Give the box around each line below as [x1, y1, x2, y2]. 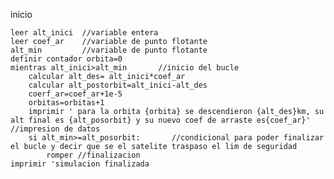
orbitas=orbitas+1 [28, 98, 105, 108]
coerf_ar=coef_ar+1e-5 [28, 89, 123, 99]
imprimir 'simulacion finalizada [10, 159, 150, 169]
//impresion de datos [10, 124, 101, 134]
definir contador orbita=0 [10, 54, 123, 64]
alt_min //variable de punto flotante [10, 45, 208, 55]
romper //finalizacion [46, 150, 141, 160]
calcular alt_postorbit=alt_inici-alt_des [28, 80, 208, 90]
